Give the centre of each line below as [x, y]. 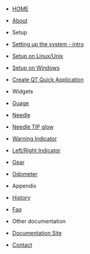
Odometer [25, 174]
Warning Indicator [34, 139]
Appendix [24, 186]
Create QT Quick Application [48, 79]
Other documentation [39, 221]
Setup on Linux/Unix [38, 56]
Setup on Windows [36, 68]
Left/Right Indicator [36, 150]
